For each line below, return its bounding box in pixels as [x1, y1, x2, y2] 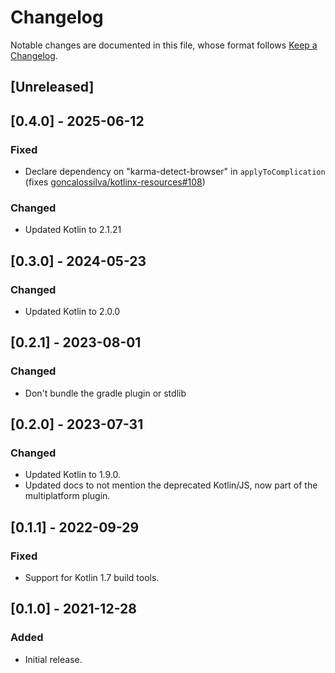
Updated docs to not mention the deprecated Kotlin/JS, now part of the [24, 479, 318, 491]
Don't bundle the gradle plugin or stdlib [24, 387, 187, 399]
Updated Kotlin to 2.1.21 [24, 224, 122, 236]
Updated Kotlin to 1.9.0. [24, 469, 122, 481]
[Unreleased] [10, 79, 95, 96]
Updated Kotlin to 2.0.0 [24, 306, 121, 317]
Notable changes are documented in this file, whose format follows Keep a [10, 39, 318, 51]
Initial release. [24, 653, 83, 665]
